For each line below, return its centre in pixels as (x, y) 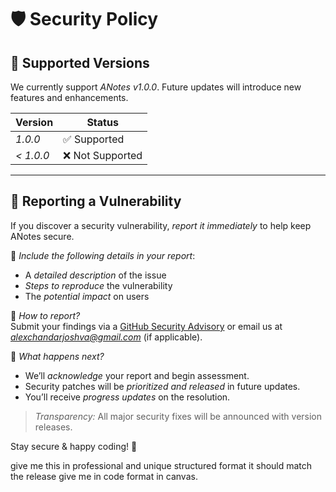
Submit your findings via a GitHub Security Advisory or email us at (146, 326)
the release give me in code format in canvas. (104, 476)
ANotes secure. (42, 236)
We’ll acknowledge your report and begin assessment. (137, 375)
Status (102, 122)
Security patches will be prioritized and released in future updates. (162, 386)
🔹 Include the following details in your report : (103, 255)
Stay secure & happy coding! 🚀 (74, 446)
